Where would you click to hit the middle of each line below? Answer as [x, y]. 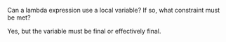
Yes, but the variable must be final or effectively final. [84, 31]
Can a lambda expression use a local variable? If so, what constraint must [114, 10]
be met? [19, 17]
